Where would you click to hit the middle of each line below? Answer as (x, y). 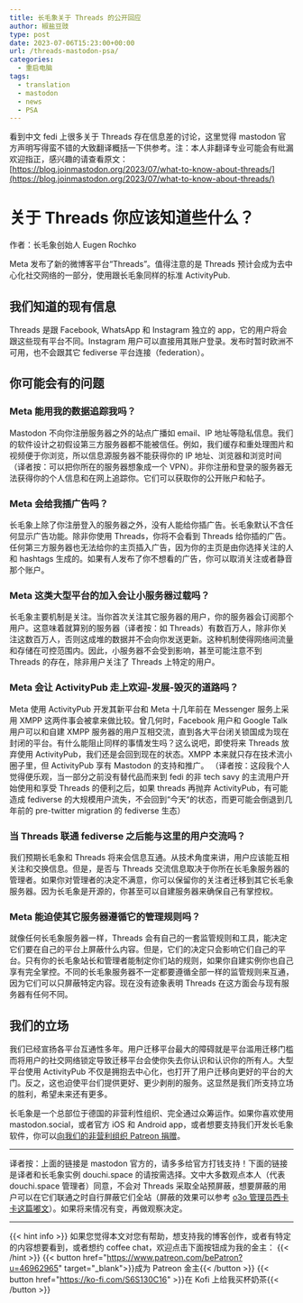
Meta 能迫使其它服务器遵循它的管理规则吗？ (105, 916)
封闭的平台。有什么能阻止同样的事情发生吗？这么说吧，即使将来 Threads (144, 743)
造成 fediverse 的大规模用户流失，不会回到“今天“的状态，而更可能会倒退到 (147, 799)
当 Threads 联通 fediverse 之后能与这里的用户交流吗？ (128, 836)
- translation (44, 85)
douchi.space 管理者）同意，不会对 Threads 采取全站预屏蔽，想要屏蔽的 (144, 1186)
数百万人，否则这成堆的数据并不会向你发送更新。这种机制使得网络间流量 (159, 639)
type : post (30, 34)
